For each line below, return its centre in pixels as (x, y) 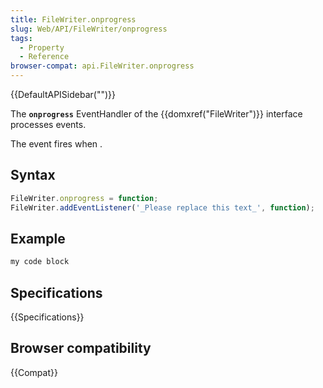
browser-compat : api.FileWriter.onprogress (102, 66)
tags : (21, 38)
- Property (42, 47)
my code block (40, 262)
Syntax (33, 175)
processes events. (48, 124)
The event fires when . (56, 144)
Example (38, 238)
